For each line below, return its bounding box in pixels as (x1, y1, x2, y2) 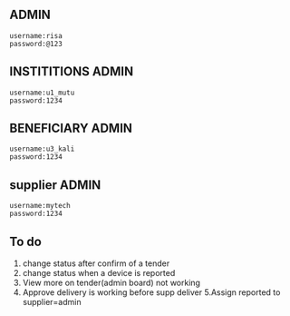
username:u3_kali (9, 144, 75, 153)
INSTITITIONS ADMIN (9, 64, 134, 80)
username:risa (9, 31, 63, 40)
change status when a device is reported (22, 268, 176, 279)
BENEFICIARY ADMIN (9, 121, 133, 136)
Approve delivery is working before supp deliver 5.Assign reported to (22, 287, 281, 298)
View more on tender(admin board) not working (22, 277, 201, 289)
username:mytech (9, 202, 71, 211)
